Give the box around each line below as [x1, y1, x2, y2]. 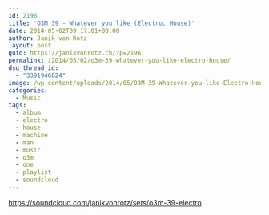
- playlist [15, 168, 52, 176]
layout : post [8, 42, 52, 50]
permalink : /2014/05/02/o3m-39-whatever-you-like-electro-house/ [8, 57, 231, 65]
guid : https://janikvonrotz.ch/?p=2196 [8, 49, 142, 57]
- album [15, 109, 42, 117]
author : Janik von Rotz [8, 34, 88, 43]
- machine [15, 131, 48, 139]
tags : [8, 101, 26, 109]
